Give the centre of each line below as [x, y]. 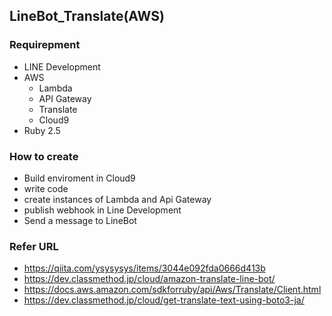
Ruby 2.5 [42, 130]
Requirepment [45, 45]
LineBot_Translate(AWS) [87, 16]
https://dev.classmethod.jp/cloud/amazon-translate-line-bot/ [149, 279]
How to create [44, 156]
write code [46, 188]
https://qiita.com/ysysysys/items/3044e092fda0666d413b [144, 268]
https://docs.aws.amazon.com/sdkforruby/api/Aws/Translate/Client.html [172, 290]
